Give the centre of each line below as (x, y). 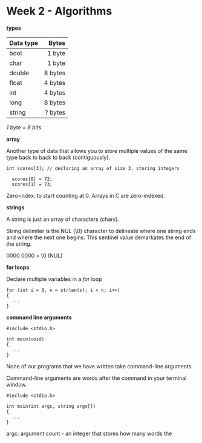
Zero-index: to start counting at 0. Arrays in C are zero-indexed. (86, 195)
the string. (19, 243)
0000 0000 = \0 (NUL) (34, 255)
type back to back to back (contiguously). (58, 157)
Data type (24, 42)
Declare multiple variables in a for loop (54, 279)
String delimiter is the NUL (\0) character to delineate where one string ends (101, 231)
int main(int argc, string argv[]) (51, 406)
